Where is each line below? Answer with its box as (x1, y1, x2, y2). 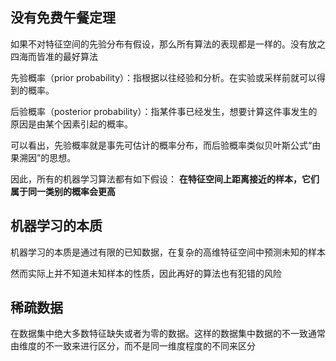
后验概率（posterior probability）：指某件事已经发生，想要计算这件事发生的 (10, 105, 318, 117)
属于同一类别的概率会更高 (10, 185, 116, 197)
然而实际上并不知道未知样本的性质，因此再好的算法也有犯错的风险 (10, 267, 282, 279)
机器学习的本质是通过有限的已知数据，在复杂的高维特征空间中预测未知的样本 (10, 246, 326, 258)
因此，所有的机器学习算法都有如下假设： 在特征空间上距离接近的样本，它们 (10, 173, 320, 185)
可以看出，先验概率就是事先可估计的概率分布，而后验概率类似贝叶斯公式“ (10, 139, 313, 151)
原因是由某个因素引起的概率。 (10, 118, 133, 130)
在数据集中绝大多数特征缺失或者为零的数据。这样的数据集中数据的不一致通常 (10, 328, 326, 340)
